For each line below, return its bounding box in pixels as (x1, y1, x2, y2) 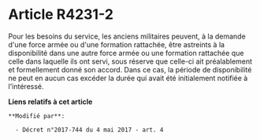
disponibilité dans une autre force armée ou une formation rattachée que (8, 48, 244, 57)
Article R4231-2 (8, 6, 114, 24)
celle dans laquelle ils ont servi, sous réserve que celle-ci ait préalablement (8, 57, 253, 66)
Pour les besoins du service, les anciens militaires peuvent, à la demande (8, 31, 246, 41)
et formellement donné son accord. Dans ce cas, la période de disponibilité (8, 64, 252, 74)
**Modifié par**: (8, 112, 65, 120)
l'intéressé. (8, 81, 45, 91)
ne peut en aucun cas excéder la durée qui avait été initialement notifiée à (8, 73, 248, 83)
